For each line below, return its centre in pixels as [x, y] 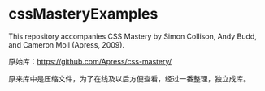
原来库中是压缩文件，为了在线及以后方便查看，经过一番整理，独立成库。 [129, 78]
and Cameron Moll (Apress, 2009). [66, 44]
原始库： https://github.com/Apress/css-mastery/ [90, 61]
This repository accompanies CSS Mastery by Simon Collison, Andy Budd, [133, 36]
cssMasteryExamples [83, 14]
